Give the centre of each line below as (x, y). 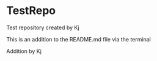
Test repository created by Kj (43, 27)
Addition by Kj (24, 51)
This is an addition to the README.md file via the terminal (78, 39)
